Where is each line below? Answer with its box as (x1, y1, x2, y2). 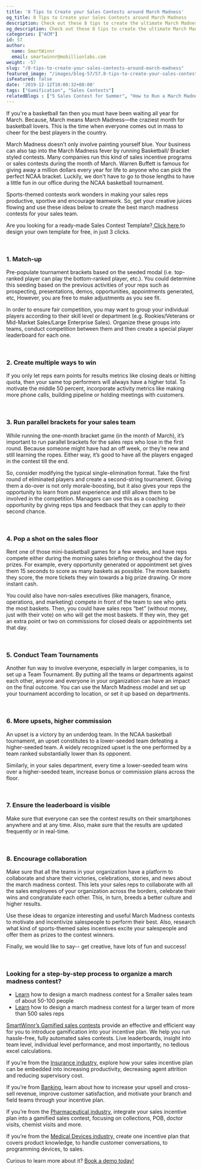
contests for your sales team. (6, 209, 79, 217)
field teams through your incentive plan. (6, 1096, 105, 1104)
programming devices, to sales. (6, 1145, 84, 1153)
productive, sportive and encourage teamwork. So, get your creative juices (6, 197, 192, 204)
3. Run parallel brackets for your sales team (6, 418, 136, 426)
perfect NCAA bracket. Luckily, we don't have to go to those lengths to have (6, 173, 195, 180)
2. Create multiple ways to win (6, 358, 97, 366)
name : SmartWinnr (11, 48, 55, 54)
